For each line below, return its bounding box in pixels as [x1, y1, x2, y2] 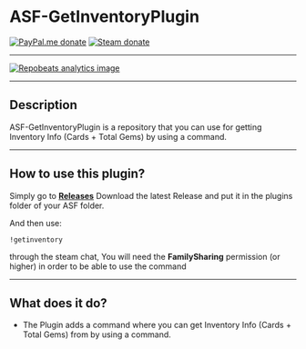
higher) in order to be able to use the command [9, 261, 187, 272]
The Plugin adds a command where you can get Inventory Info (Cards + [22, 320, 291, 331]
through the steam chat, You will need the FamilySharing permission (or [9, 251, 280, 262]
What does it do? [9, 295, 107, 311]
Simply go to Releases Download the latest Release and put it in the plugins [9, 190, 293, 201]
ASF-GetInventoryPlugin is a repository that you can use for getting [9, 121, 262, 133]
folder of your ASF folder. [9, 200, 105, 211]
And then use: [9, 217, 62, 228]
